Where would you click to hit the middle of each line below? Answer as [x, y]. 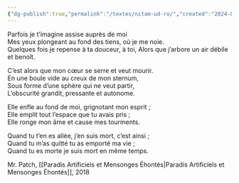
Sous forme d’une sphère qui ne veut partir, [71, 85]
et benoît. [21, 57]
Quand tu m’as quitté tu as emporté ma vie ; [71, 143]
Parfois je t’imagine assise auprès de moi [68, 34]
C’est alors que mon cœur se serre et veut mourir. [80, 70]
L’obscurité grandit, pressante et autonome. [71, 93]
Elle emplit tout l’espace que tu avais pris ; [69, 114]
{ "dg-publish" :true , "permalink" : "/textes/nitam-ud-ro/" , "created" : [110, 14]
